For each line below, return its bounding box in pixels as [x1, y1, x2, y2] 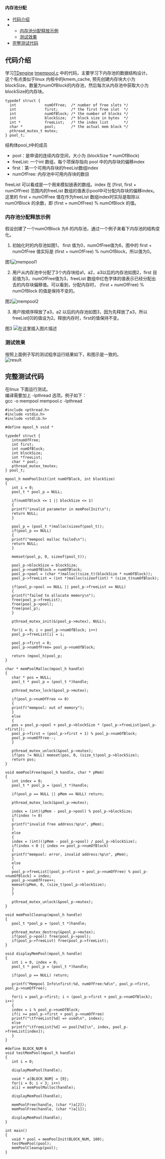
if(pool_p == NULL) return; [11, 973, 69, 978]
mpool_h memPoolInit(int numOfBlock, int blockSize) [5, 476, 115, 482]
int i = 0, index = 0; [11, 960, 58, 965]
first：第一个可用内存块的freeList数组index [12, 165, 99, 171]
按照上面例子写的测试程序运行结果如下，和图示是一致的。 [5, 351, 121, 357]
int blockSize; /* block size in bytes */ [9, 116, 129, 121]
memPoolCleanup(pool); [11, 1146, 58, 1151]
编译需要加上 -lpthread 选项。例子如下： [5, 393, 87, 398]
